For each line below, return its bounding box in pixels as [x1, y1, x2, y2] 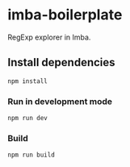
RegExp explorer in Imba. [7, 32, 91, 42]
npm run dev [7, 115, 48, 123]
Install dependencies [7, 56, 115, 69]
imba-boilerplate [7, 6, 123, 24]
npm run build [7, 151, 56, 159]
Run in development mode [7, 95, 113, 106]
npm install [7, 77, 48, 86]
